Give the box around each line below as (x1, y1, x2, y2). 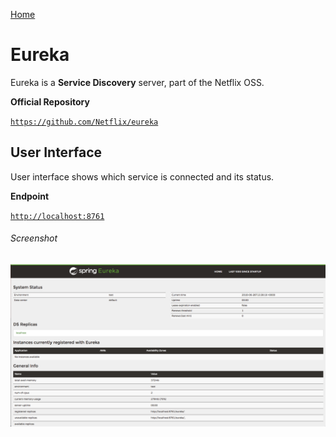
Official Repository (10, 95, 90, 108)
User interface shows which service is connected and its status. (10, 170, 275, 183)
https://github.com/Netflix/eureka (10, 117, 159, 127)
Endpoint (10, 190, 50, 202)
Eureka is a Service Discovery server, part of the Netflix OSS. (10, 76, 265, 88)
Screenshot (10, 232, 58, 244)
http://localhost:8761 (10, 211, 105, 221)
